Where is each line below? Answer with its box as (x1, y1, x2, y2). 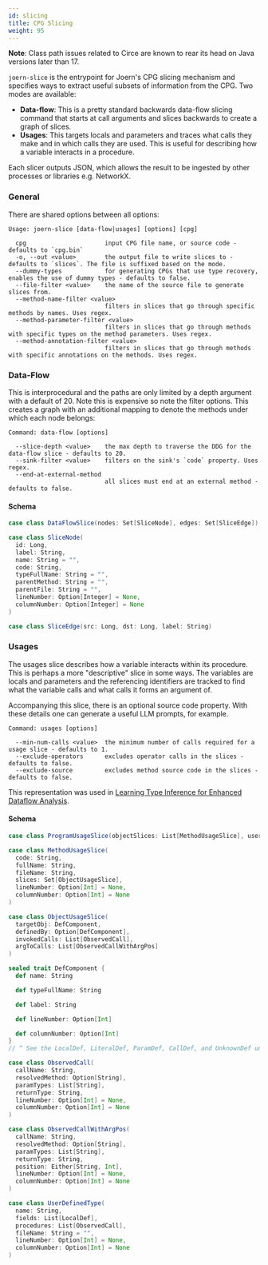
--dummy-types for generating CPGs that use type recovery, (15, 267, 259, 275)
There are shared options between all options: (8, 210, 160, 219)
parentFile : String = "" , (15, 585, 102, 594)
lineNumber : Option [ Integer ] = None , (15, 593, 141, 601)
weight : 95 (8, 26, 45, 34)
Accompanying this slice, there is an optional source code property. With (8, 700, 248, 710)
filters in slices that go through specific (104, 301, 255, 310)
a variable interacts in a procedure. (19, 147, 135, 157)
